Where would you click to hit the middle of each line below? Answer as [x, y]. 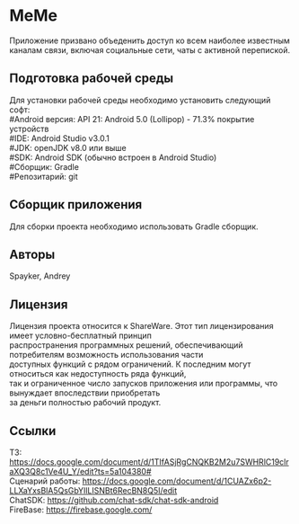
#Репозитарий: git [44, 176]
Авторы [32, 254]
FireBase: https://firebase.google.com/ [81, 510]
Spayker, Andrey [40, 276]
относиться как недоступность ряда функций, [98, 374]
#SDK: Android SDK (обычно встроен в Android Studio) [113, 157]
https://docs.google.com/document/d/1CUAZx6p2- [177, 481]
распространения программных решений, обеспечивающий [126, 345]
